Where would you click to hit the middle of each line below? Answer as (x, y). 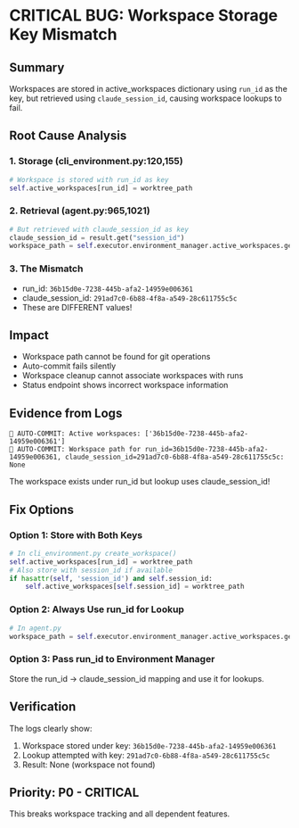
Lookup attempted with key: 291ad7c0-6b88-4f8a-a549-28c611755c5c (146, 755)
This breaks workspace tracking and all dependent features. (120, 814)
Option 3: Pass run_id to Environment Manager (112, 659)
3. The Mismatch (46, 269)
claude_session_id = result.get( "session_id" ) (97, 237)
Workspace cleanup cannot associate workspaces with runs (133, 376)
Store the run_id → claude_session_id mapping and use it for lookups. (137, 678)
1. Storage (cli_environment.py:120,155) (97, 161)
